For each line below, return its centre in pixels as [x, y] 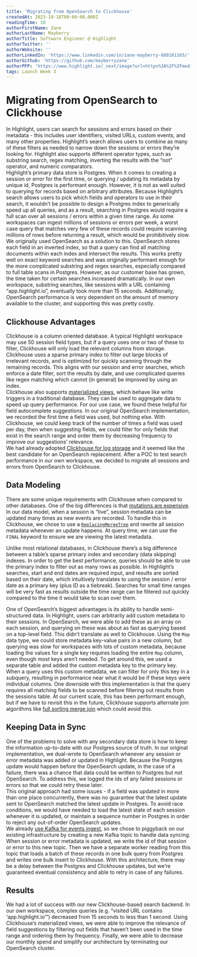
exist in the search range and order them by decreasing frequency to [89, 435]
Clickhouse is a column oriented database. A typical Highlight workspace [94, 336]
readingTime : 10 [26, 22]
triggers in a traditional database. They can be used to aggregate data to [94, 398]
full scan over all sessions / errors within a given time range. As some [90, 216]
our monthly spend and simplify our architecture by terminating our [87, 942]
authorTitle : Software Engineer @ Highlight [61, 39]
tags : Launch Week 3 [31, 71]
